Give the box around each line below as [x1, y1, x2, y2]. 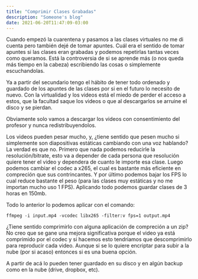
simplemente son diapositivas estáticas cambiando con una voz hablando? [6, 140, 189, 147]
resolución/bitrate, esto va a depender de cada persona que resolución [6, 152, 179, 159]
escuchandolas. [6, 68, 45, 75]
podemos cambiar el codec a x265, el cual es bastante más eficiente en [6, 165, 181, 172]
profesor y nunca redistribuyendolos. [6, 122, 96, 129]
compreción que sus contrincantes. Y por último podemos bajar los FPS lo [6, 171, 187, 178]
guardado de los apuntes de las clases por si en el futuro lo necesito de [6, 85, 180, 92]
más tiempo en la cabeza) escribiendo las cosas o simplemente [6, 61, 161, 68]
